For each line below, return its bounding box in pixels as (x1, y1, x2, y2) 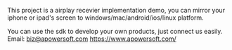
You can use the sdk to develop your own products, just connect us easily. (7, 27, 223, 35)
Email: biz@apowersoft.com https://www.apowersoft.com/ (7, 35, 177, 43)
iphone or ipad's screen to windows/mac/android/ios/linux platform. (7, 13, 204, 22)
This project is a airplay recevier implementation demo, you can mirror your (7, 6, 226, 14)
